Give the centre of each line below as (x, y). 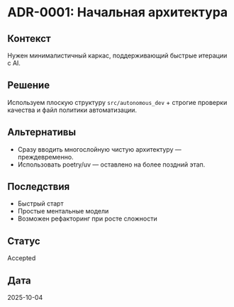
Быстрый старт (40, 203)
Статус (24, 241)
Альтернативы (42, 132)
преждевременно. (45, 157)
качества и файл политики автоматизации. (72, 110)
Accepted (22, 258)
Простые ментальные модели (63, 211)
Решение (29, 85)
